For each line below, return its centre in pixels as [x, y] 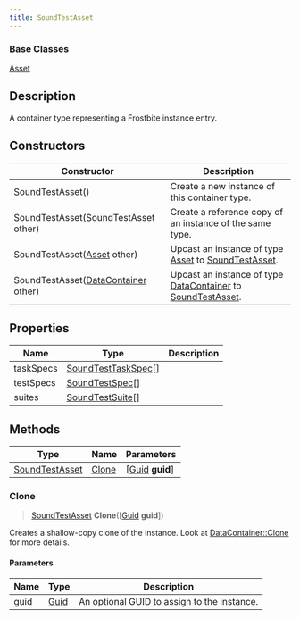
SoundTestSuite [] [103, 397]
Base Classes [39, 48]
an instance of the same [221, 222]
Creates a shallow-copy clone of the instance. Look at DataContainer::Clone [149, 533]
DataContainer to [206, 285]
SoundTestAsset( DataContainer [80, 280]
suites [26, 397]
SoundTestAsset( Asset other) [76, 254]
